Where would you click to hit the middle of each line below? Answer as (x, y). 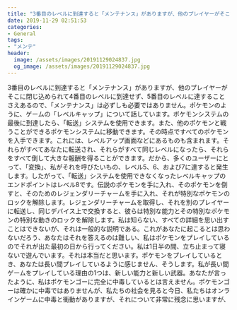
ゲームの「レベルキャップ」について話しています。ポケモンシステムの (127, 114)
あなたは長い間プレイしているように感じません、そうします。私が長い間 (124, 264)
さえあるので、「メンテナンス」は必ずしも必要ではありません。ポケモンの (114, 105)
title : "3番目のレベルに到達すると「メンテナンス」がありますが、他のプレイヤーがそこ (119, 14)
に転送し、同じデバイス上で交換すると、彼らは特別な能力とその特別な (109, 211)
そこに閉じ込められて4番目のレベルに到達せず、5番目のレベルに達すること (116, 96)
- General (22, 34)
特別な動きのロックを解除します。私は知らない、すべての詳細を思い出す (125, 220)
